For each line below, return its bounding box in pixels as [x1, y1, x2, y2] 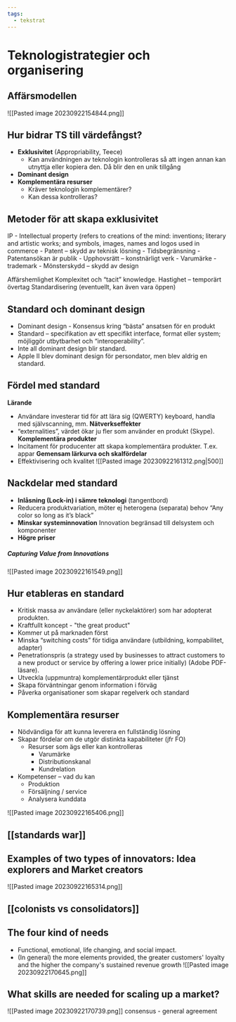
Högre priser [17, 533, 55, 542]
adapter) [17, 643, 43, 652]
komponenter [17, 526, 57, 534]
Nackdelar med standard [7, 477, 118, 489]
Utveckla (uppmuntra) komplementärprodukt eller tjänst [17, 674, 179, 682]
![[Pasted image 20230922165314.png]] [7, 883, 123, 891]
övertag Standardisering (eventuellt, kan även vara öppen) [7, 283, 176, 291]
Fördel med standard [7, 379, 100, 391]
